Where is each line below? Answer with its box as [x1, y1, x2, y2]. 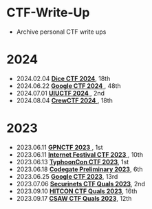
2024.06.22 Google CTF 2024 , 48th [16, 81, 121, 90]
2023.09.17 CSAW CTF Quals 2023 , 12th [16, 194, 132, 202]
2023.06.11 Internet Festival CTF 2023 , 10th [16, 150, 144, 159]
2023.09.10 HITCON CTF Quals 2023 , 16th [16, 187, 138, 195]
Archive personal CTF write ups [16, 27, 107, 36]
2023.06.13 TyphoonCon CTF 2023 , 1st [16, 157, 129, 166]
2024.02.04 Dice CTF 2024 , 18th [16, 74, 111, 82]
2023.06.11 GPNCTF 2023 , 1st [16, 143, 104, 151]
